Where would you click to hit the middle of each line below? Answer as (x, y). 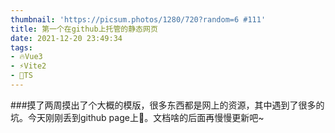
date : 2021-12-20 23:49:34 (66, 38)
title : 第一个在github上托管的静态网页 (84, 29)
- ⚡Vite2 (28, 66)
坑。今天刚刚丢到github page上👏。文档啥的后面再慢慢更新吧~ (137, 117)
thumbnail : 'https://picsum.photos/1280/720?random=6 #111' (138, 19)
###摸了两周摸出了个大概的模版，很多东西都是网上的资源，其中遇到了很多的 (167, 105)
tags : (21, 47)
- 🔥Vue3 (26, 57)
